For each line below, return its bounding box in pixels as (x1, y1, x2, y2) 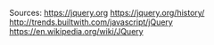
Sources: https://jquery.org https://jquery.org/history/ (9, 8, 205, 18)
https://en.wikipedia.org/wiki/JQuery (9, 26, 144, 36)
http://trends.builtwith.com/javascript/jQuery (9, 17, 174, 27)
